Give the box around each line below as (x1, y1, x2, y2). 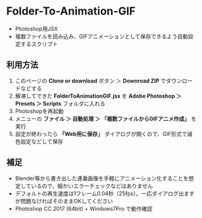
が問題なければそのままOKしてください (15, 197, 113, 205)
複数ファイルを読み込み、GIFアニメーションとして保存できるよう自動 (15, 32, 189, 40)
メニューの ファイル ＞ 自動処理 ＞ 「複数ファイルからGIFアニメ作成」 (15, 115, 190, 122)
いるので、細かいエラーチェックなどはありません (31, 182, 153, 189)
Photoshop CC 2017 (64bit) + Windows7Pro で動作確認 (15, 205, 153, 212)
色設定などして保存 (15, 138, 64, 145)
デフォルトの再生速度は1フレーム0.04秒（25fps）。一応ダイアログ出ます (15, 189, 195, 197)
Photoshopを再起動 (15, 107, 64, 115)
